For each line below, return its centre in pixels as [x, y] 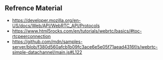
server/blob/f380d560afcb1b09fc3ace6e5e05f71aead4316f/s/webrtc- [85, 46]
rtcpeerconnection [31, 36]
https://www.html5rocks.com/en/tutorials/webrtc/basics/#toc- [77, 31]
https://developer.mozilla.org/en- [46, 20]
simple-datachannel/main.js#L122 [47, 52]
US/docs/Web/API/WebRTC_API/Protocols [56, 25]
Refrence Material [34, 8]
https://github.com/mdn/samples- [47, 41]
